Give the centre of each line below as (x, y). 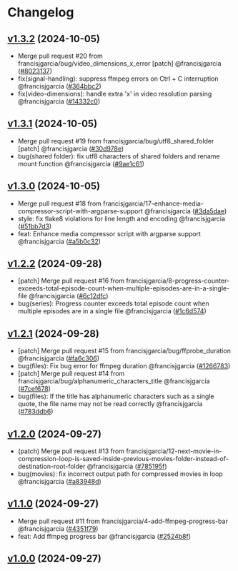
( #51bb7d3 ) (35, 226)
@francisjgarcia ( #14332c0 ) (59, 101)
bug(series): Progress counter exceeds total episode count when (113, 303)
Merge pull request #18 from (60, 203)
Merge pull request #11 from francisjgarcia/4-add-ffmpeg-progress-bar (123, 521)
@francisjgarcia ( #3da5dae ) (185, 211)
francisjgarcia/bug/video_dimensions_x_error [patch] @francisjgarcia (119, 64)
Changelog (41, 12)
